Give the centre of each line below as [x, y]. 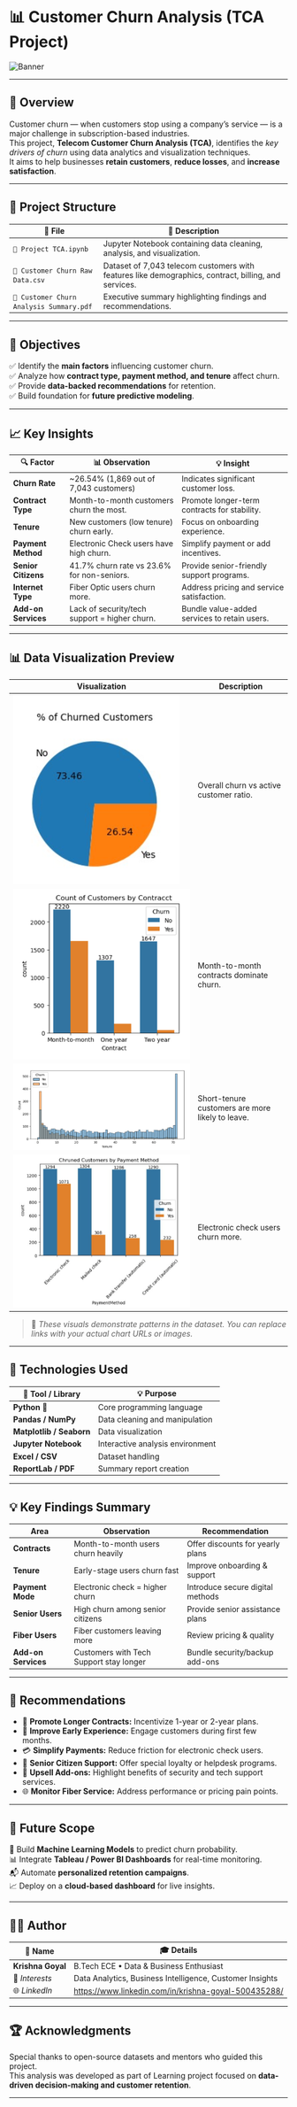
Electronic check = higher [121, 1587]
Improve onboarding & [227, 1566]
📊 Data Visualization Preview [92, 658]
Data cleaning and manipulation [155, 1419]
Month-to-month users [117, 1544]
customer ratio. [225, 795]
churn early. [91, 531]
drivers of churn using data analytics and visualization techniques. [130, 152]
